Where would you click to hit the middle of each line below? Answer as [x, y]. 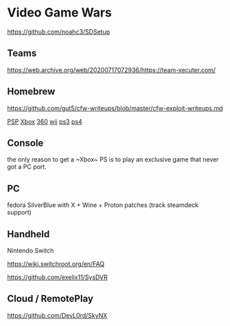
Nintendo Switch [31, 250]
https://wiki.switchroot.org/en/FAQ [56, 264]
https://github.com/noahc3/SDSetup [59, 32]
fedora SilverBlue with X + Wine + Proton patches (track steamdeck [103, 205]
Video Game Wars [59, 13]
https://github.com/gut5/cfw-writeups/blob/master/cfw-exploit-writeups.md [115, 108]
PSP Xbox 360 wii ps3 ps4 [45, 121]
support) [20, 213]
